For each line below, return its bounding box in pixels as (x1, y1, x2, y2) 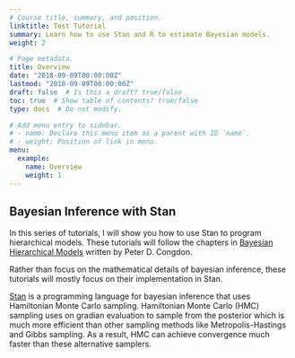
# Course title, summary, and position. (9, 13, 163, 22)
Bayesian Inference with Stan (9, 204, 177, 219)
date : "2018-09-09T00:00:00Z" (9, 71, 123, 81)
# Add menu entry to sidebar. (9, 120, 123, 130)
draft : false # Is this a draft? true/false (9, 87, 182, 97)
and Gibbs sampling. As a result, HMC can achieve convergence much (9, 329, 271, 340)
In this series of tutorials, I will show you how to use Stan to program (9, 228, 262, 239)
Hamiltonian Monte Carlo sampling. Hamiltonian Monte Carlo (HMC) (9, 301, 260, 311)
